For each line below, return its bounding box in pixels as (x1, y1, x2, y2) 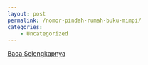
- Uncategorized (20, 30, 69, 37)
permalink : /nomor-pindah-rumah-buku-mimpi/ (7, 17, 142, 24)
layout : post (7, 10, 46, 18)
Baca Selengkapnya (7, 49, 66, 58)
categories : (7, 23, 43, 30)
